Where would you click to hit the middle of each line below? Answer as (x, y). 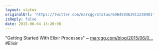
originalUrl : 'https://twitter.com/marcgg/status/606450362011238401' (80, 14)
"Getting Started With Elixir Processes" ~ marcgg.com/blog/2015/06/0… (79, 38)
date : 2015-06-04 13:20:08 (33, 24)
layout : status (21, 10)
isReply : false (21, 19)
